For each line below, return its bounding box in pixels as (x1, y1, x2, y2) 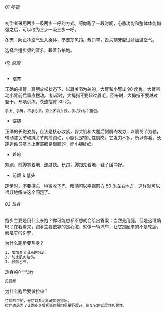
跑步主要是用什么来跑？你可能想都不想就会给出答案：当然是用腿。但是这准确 (5, 217, 161, 224)
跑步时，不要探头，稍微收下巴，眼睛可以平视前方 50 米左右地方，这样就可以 (5, 183, 161, 189)
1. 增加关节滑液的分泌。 (5, 250, 49, 255)
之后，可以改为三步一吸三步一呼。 (9, 27, 79, 33)
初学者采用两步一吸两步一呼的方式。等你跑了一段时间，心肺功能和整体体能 (5, 20, 157, 26)
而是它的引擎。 (5, 230, 36, 236)
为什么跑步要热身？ (5, 240, 44, 246)
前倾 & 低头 (12, 172, 36, 178)
